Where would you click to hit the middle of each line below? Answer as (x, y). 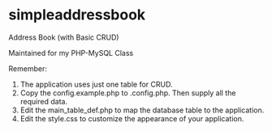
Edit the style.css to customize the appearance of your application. (132, 118)
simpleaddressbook (77, 15)
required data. (43, 101)
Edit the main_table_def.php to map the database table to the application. (142, 110)
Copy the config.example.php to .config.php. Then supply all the (128, 93)
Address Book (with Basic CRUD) (64, 37)
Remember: (28, 68)
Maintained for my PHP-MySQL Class (71, 53)
